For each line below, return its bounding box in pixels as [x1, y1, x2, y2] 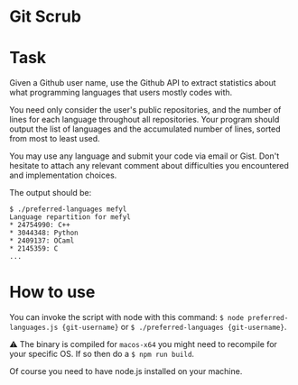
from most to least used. [9, 133, 101, 144]
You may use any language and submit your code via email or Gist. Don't [9, 151, 280, 161]
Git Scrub [9, 6, 81, 27]
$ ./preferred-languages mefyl [9, 205, 127, 214]
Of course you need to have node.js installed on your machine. [9, 366, 243, 377]
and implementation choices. [9, 170, 117, 181]
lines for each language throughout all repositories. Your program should [9, 115, 280, 125]
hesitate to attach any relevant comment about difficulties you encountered [9, 160, 289, 171]
